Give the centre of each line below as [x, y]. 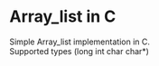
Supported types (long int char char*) [79, 51]
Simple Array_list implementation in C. [80, 42]
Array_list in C [63, 17]
